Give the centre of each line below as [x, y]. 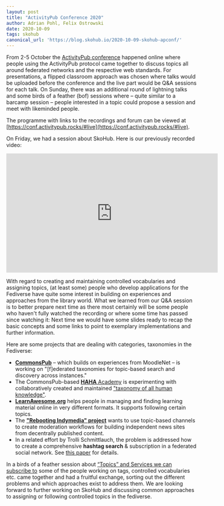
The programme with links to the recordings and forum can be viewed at [96, 120]
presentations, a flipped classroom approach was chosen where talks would [101, 77]
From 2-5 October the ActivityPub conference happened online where [94, 57]
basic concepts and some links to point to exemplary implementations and [99, 326]
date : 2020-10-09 [28, 29]
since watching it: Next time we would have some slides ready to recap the [99, 320]
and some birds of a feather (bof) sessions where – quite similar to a [91, 96]
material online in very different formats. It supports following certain [100, 407]
